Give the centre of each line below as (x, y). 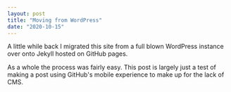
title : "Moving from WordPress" (55, 20)
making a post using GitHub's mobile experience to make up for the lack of (116, 75)
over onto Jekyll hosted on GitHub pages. (68, 54)
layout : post (26, 14)
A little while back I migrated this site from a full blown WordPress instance (115, 47)
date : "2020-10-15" (36, 26)
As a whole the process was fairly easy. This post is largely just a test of (112, 68)
